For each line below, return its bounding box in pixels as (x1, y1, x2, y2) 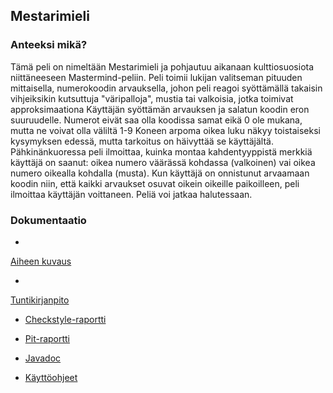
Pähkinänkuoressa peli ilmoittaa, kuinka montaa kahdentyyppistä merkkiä (10, 145, 313, 158)
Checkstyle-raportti (24, 313, 107, 325)
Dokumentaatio (10, 213, 87, 227)
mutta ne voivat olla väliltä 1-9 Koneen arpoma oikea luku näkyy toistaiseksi (10, 124, 321, 136)
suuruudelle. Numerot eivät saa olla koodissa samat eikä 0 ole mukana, (10, 114, 303, 126)
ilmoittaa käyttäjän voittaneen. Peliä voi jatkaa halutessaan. (10, 188, 253, 200)
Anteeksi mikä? (10, 38, 88, 52)
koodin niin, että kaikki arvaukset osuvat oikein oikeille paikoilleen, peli (10, 177, 300, 189)
